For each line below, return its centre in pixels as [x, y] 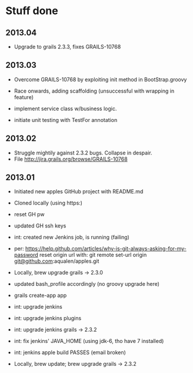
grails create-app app [40, 295]
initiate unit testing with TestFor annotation [66, 120]
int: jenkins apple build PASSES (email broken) [70, 352]
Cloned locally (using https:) [48, 203]
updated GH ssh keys [40, 226]
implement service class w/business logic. [65, 108]
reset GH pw [29, 214]
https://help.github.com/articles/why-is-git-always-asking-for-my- [106, 249]
